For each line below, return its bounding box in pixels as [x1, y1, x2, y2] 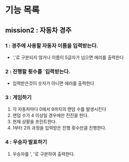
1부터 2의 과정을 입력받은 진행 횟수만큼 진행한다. [12, 125, 106, 131]
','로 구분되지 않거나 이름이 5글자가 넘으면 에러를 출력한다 [12, 54, 124, 60]
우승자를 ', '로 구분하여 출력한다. [12, 151, 75, 157]
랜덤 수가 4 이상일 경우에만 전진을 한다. [12, 113, 89, 119]
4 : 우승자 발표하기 [5, 139, 47, 146]
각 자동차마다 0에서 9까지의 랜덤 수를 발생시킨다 [12, 106, 106, 112]
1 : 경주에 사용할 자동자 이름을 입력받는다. [5, 42, 98, 49]
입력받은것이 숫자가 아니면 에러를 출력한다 [12, 80, 94, 86]
